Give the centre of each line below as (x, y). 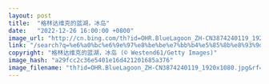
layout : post (30, 16)
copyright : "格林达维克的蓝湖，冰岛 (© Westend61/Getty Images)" (113, 53)
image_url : (26, 38)
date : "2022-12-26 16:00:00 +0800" (71, 30)
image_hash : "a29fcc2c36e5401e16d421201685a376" (91, 61)
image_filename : (35, 68)
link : (17, 46)
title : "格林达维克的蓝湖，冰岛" (59, 23)
